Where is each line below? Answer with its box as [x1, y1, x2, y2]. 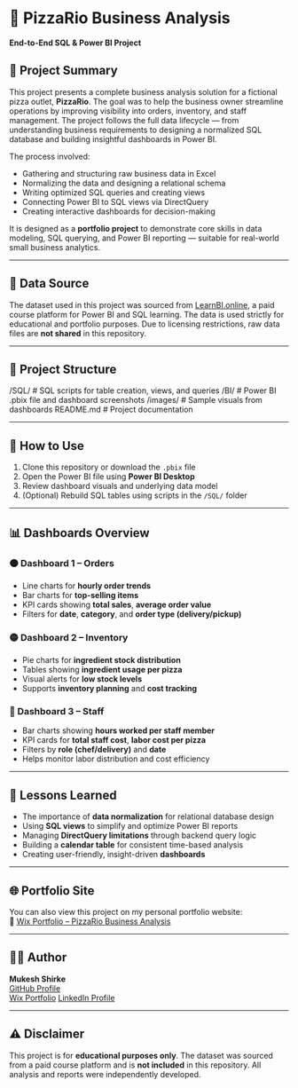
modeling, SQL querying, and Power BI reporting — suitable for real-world [9, 233, 279, 243]
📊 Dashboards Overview [9, 525, 150, 540]
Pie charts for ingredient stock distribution [21, 655, 182, 666]
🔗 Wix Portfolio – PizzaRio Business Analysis [9, 916, 171, 926]
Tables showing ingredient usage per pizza [21, 665, 183, 675]
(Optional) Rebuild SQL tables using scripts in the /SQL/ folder [21, 490, 247, 501]
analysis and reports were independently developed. [9, 1068, 201, 1079]
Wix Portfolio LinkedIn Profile [9, 992, 115, 1003]
